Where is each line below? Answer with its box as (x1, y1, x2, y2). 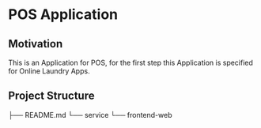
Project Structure (8, 89, 95, 103)
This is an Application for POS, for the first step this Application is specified (8, 58, 253, 67)
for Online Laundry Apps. (8, 66, 90, 76)
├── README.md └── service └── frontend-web (8, 110, 172, 119)
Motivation (8, 37, 63, 51)
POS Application (8, 6, 119, 24)
